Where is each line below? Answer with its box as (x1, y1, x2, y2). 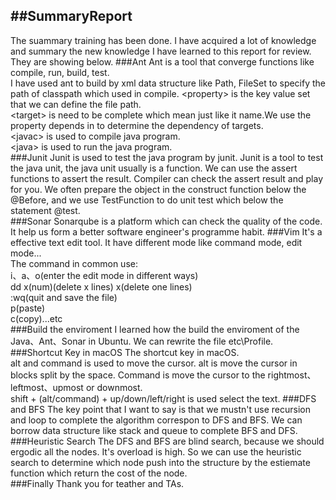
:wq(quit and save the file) (10, 291, 118, 303)
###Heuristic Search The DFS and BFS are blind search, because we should (10, 435, 325, 447)
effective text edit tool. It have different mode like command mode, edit (10, 236, 303, 248)
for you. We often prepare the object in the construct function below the (10, 183, 307, 195)
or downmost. (85, 381, 143, 393)
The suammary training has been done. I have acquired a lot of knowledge (10, 34, 317, 46)
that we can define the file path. (10, 98, 142, 110)
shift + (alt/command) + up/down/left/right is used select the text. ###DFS (10, 392, 317, 404)
